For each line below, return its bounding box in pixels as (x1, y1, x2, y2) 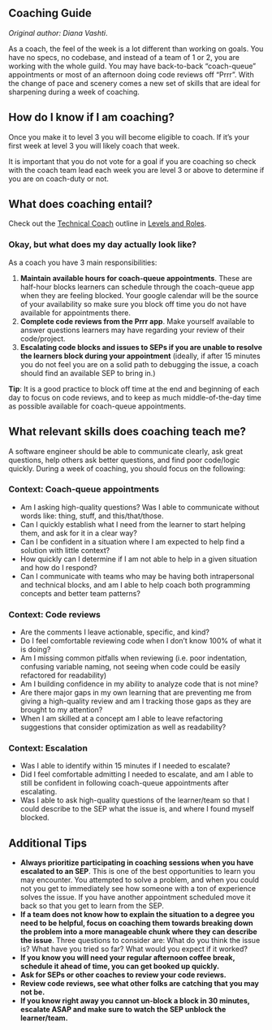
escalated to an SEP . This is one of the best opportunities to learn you (19, 867, 256, 876)
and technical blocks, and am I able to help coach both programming (19, 580, 251, 590)
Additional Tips (8, 836, 88, 850)
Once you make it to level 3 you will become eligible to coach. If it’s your (8, 132, 250, 141)
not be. (19, 987, 45, 998)
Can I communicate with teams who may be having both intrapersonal (19, 571, 254, 581)
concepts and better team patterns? (19, 588, 140, 598)
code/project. (19, 333, 67, 344)
